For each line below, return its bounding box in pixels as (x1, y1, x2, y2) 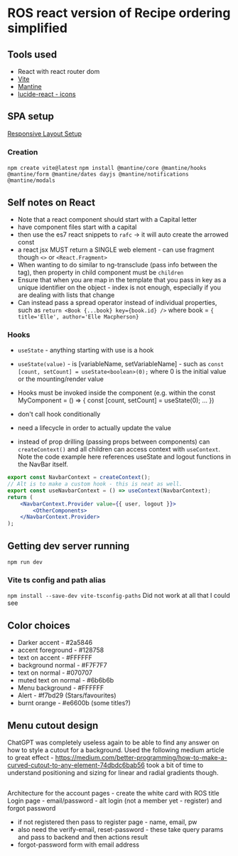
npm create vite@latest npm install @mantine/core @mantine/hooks (7, 165, 207, 172)
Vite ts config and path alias (7, 574, 107, 584)
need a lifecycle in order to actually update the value (17, 424, 172, 432)
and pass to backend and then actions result (17, 833, 148, 842)
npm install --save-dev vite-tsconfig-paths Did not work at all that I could (7, 592, 231, 600)
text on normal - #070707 (17, 668, 92, 677)
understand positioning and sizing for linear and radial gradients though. (7, 768, 219, 776)
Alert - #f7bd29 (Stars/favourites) (17, 691, 117, 700)
